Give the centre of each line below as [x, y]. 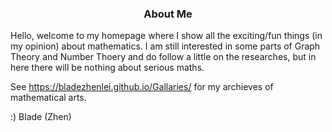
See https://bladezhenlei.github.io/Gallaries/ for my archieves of [142, 87]
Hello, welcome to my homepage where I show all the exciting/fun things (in [166, 36]
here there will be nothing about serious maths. [107, 68]
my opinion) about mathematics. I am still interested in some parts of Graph [165, 46]
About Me [168, 14]
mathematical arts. [48, 98]
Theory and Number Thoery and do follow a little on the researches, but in [163, 57]
